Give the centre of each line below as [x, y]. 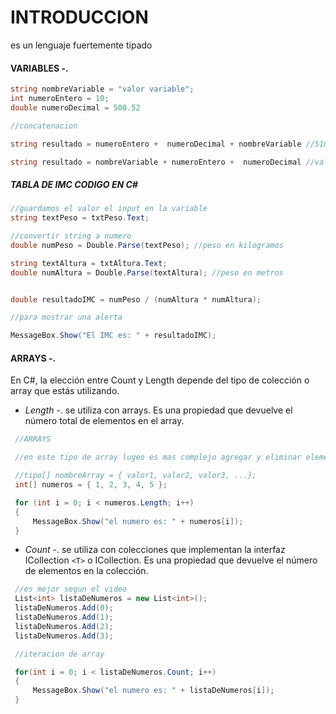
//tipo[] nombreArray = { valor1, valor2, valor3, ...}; [135, 476]
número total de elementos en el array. [104, 421]
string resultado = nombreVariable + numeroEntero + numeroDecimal [156, 162]
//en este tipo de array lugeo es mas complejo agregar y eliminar [158, 457]
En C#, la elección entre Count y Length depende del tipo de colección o [160, 380]
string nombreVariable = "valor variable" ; [102, 89]
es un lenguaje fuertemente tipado [81, 45]
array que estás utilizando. [65, 391]
